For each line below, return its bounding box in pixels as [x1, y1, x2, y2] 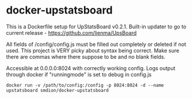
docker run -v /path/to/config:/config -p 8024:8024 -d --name [6, 82, 164, 88]
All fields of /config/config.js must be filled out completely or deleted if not [6, 41, 187, 48]
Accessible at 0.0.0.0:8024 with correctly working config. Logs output [6, 64, 176, 71]
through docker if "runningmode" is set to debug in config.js [6, 71, 151, 78]
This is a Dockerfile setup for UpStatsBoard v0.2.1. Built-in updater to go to [6, 23, 187, 30]
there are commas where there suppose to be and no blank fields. [6, 53, 166, 60]
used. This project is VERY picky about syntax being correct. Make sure [6, 47, 180, 54]
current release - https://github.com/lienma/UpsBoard [6, 29, 137, 36]
